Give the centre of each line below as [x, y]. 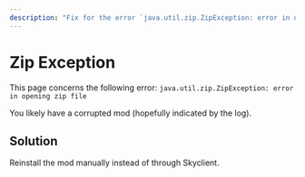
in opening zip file [49, 96]
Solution [34, 141]
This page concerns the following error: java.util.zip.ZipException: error [152, 88]
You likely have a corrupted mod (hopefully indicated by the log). [131, 113]
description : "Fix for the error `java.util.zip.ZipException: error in [150, 18]
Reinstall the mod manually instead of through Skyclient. [114, 163]
